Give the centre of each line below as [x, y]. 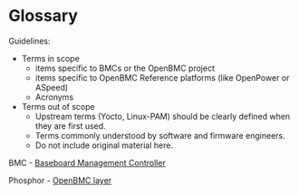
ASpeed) [52, 87]
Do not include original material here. [104, 145]
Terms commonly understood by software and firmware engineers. [160, 135]
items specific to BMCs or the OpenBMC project [125, 68]
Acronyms [54, 97]
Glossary [43, 16]
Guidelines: [29, 41]
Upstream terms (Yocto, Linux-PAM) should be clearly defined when [163, 116]
